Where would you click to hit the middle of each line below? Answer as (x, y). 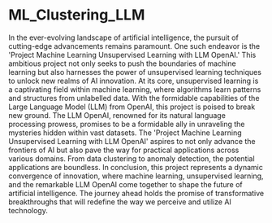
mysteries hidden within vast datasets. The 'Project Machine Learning (125, 133)
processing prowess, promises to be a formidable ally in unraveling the (127, 124)
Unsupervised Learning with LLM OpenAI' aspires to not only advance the (132, 141)
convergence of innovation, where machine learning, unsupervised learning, (136, 176)
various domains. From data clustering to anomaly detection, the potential (132, 158)
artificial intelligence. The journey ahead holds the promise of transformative (136, 193)
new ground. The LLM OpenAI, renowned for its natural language (117, 115)
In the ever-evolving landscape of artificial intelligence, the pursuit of (124, 37)
